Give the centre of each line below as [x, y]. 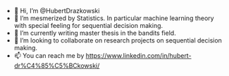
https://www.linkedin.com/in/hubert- [138, 55]
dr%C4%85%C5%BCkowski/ [57, 66]
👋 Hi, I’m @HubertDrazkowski [57, 11]
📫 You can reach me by [49, 55]
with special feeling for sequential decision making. [88, 25]
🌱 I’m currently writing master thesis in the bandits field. [95, 33]
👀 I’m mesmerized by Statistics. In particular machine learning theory [114, 18]
